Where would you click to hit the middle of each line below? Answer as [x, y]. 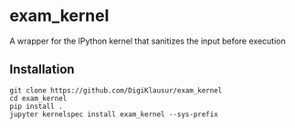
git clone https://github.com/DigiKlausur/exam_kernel [116, 90]
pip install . [37, 106]
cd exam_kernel [38, 98]
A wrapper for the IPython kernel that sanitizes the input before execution [147, 41]
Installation [42, 69]
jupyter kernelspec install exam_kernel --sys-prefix [114, 114]
